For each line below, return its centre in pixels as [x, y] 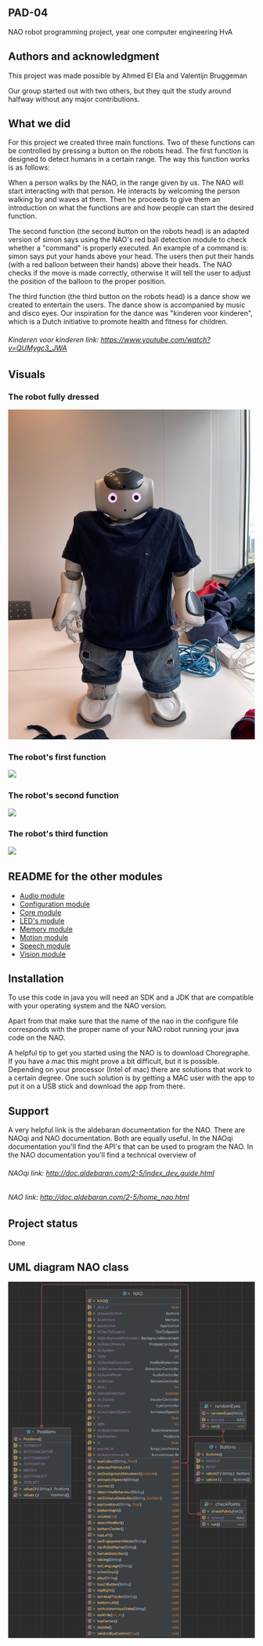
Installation [36, 979]
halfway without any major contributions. [74, 99]
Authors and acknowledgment [84, 57]
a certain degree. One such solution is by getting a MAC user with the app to [131, 1078]
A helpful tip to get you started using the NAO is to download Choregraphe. [129, 1053]
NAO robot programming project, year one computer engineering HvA [121, 31]
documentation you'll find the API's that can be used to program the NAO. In [131, 1147]
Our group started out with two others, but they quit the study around [120, 90]
